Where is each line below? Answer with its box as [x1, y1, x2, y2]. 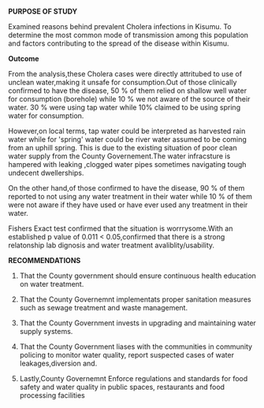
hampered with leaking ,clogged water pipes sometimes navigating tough [8, 160, 247, 169]
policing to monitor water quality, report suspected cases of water [19, 351, 235, 359]
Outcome [8, 54, 39, 63]
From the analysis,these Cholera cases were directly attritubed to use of [8, 69, 243, 78]
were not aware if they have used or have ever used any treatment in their [8, 200, 248, 210]
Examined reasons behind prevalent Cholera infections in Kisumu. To [8, 22, 232, 31]
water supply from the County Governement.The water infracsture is [8, 151, 231, 161]
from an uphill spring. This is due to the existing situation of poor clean [8, 143, 238, 152]
